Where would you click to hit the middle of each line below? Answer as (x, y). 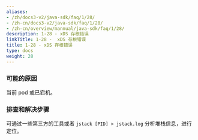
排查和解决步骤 (28, 109)
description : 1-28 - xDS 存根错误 (47, 34)
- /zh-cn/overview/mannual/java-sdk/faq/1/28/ (65, 28)
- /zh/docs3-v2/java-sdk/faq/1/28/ (51, 17)
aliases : (17, 12)
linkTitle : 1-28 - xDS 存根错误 (46, 39)
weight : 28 (20, 56)
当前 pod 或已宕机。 (31, 92)
